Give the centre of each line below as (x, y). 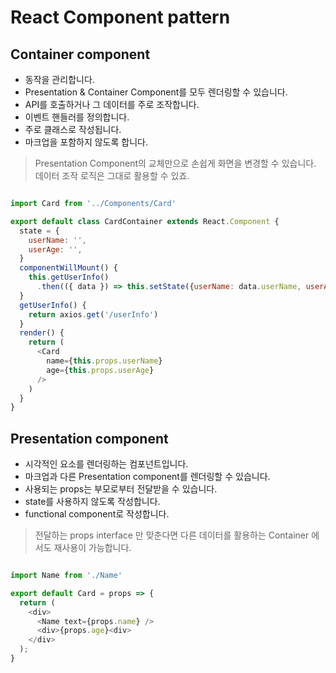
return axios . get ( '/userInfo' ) (93, 314)
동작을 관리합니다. (59, 79)
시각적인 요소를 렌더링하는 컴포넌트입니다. (106, 464)
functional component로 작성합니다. (97, 514)
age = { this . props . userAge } (100, 370)
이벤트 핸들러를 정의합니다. (77, 117)
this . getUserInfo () (69, 277)
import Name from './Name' (66, 576)
